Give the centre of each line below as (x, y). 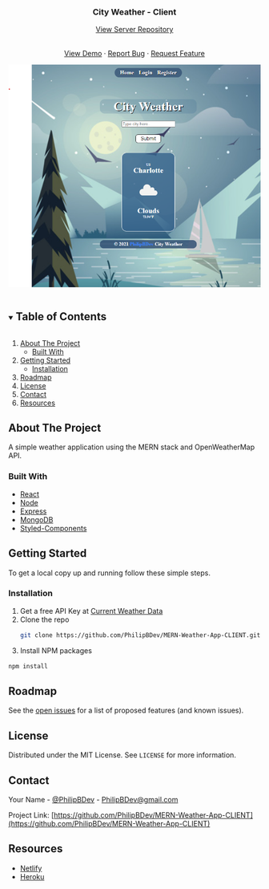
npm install (28, 666)
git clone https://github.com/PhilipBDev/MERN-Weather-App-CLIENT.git (140, 635)
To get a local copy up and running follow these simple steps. (109, 573)
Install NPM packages (56, 650)
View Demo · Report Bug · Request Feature (134, 54)
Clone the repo (44, 619)
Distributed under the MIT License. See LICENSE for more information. (122, 755)
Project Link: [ (31, 815)
